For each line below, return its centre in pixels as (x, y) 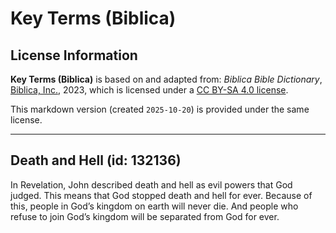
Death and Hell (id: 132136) (96, 160)
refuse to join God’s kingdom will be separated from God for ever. (145, 216)
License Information (74, 55)
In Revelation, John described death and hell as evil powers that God (151, 184)
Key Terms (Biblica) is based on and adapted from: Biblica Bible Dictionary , (166, 79)
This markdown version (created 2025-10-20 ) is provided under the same (160, 109)
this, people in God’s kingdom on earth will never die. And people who (154, 206)
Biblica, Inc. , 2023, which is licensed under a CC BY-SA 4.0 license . (149, 90)
